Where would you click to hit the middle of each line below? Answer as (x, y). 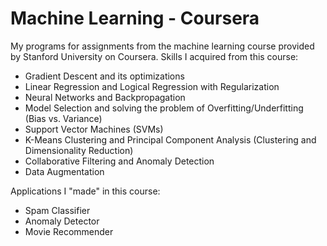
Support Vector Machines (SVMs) (94, 129)
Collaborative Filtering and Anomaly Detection (119, 161)
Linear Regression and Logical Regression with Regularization (152, 86)
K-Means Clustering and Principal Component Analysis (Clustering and (170, 139)
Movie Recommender (69, 231)
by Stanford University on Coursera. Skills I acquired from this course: (154, 56)
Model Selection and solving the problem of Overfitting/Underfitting (164, 108)
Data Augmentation (64, 171)
